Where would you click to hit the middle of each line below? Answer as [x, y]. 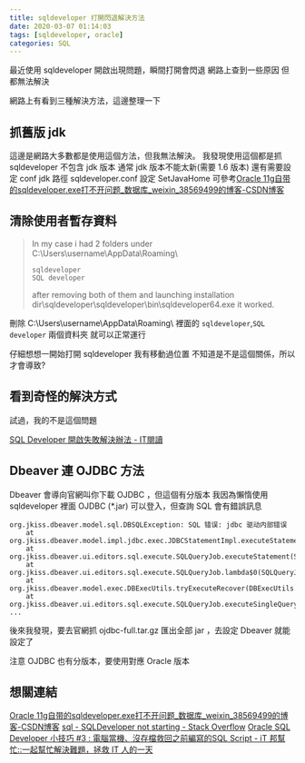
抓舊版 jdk [38, 132]
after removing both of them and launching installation [133, 294]
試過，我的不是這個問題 [53, 420]
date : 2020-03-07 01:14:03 [60, 26]
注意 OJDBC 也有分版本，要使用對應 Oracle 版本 [100, 660]
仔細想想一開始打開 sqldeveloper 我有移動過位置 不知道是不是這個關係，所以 [152, 353]
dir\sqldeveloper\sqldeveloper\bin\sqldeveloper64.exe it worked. [153, 304]
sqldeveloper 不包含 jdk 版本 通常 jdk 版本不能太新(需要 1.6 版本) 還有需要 [147, 167]
